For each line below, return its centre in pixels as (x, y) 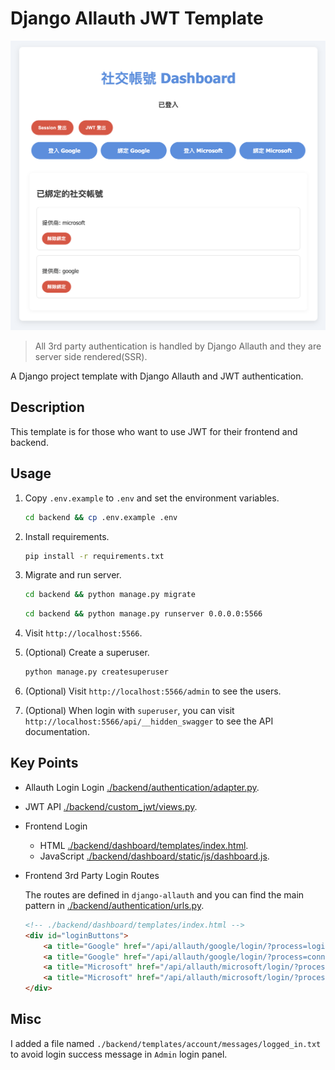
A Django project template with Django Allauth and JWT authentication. (157, 376)
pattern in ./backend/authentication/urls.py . (114, 905)
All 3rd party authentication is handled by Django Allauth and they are (178, 346)
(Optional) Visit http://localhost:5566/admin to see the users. (153, 691)
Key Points (44, 763)
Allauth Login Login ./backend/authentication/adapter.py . (142, 787)
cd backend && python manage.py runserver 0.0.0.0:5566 (143, 614)
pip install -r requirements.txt (94, 556)
